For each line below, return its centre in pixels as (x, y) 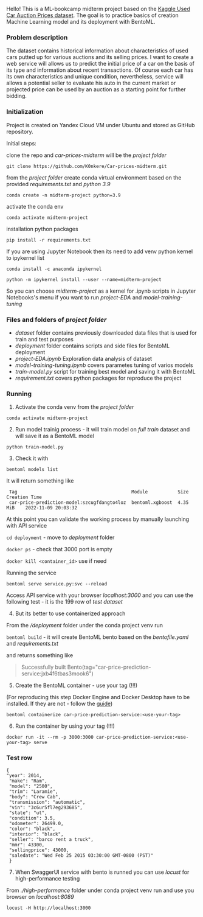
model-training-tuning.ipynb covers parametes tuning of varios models (104, 365)
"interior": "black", (36, 834)
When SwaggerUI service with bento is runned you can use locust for (102, 872)
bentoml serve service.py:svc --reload (57, 584)
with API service (27, 526)
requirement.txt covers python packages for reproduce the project (98, 378)
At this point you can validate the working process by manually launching (98, 519)
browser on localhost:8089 (40, 897)
